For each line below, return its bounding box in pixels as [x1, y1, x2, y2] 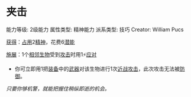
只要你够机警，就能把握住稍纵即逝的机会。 [6, 85, 110, 92]
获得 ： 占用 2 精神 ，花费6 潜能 [6, 38, 75, 45]
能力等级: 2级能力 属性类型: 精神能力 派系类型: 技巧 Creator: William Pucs [6, 26, 184, 33]
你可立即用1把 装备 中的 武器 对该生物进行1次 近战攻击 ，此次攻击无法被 [14, 65, 180, 72]
